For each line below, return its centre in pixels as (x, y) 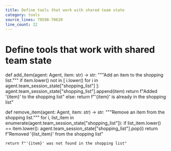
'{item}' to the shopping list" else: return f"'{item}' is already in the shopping (86, 97)
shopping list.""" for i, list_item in (40, 118)
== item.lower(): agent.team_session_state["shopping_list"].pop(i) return (82, 128)
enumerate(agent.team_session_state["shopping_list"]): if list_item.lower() (83, 123)
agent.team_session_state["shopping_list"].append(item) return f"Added (81, 91)
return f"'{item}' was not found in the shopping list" (66, 144)
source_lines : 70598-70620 (34, 20)
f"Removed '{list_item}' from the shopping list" (54, 134)
